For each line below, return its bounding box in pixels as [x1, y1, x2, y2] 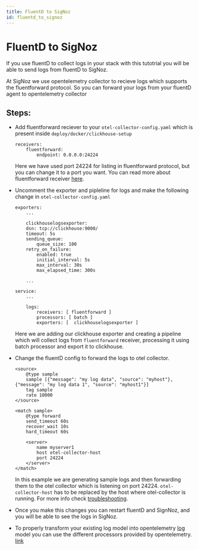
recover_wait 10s [26, 424, 69, 430]
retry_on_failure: [26, 246, 72, 253]
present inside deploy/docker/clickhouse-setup [14, 130, 132, 137]
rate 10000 [26, 392, 53, 398]
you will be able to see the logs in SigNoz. [14, 513, 118, 520]
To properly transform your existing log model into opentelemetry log [14, 524, 185, 532]
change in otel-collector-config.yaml [14, 193, 111, 200]
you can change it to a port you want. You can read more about [14, 169, 171, 176]
